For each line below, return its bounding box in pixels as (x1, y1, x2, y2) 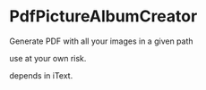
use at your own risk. (9, 53, 87, 63)
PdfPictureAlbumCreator (9, 6, 198, 27)
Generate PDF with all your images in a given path (9, 36, 194, 46)
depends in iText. (9, 70, 73, 81)
